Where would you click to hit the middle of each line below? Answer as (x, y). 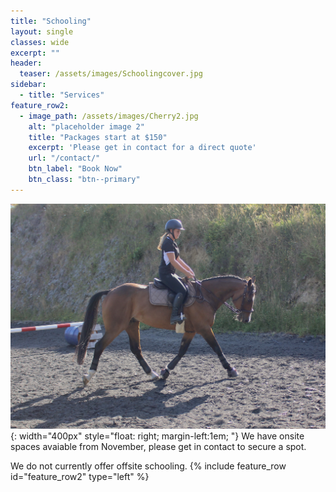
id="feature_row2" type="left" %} (80, 476)
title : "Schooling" (51, 21)
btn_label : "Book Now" (75, 169)
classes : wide (40, 42)
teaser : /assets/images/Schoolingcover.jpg (111, 74)
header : (26, 63)
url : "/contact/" (64, 158)
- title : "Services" (62, 95)
